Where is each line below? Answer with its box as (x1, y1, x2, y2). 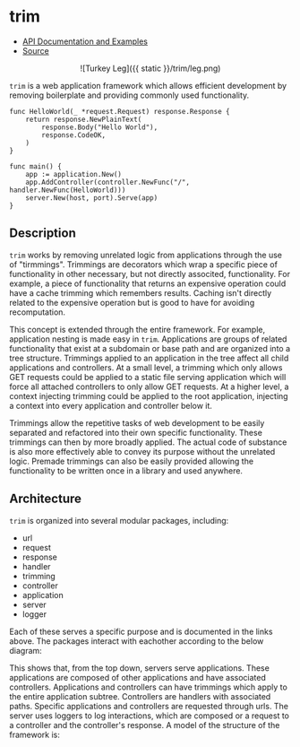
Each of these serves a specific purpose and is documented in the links (9, 626, 273, 637)
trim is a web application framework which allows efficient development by (9, 80, 287, 91)
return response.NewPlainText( (25, 115, 142, 124)
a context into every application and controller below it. (9, 400, 213, 411)
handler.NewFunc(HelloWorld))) (9, 186, 126, 195)
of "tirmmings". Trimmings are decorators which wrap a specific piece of (9, 258, 278, 270)
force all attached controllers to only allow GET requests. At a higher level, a (9, 381, 289, 392)
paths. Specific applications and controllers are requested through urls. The (9, 700, 289, 711)
